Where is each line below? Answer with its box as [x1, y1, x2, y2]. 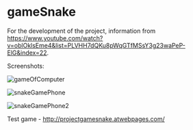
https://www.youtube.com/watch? [7, 34, 103, 42]
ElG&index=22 [7, 49, 47, 57]
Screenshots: [7, 62, 44, 70]
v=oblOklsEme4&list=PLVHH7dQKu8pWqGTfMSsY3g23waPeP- [7, 41, 186, 49]
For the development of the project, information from [7, 27, 156, 35]
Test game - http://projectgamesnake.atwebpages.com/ [7, 114, 166, 123]
